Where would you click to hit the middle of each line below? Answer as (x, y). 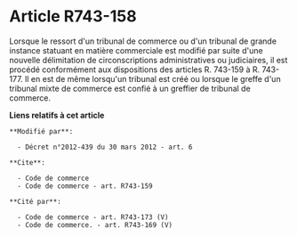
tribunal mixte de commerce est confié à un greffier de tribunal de (130, 88)
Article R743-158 (73, 16)
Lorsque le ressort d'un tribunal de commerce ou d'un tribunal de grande (143, 41)
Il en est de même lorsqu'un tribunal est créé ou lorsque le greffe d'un (153, 78)
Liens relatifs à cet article (57, 115)
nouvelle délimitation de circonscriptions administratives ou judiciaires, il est (148, 60)
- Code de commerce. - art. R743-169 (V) (95, 225)
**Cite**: (28, 162)
